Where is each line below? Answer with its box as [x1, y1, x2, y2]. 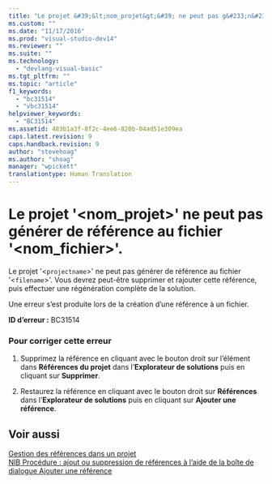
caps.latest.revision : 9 [8, 132, 92, 140]
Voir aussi [8, 427, 60, 441]
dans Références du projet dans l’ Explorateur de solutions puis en [19, 362, 245, 372]
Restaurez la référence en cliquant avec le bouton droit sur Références [19, 387, 257, 396]
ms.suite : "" [8, 49, 53, 58]
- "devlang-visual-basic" [15, 65, 104, 73]
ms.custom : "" [8, 19, 57, 28]
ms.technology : [8, 58, 60, 66]
